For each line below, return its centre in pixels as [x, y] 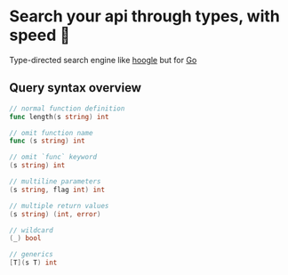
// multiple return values [59, 206]
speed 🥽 [40, 35]
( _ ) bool [25, 239]
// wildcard [31, 230]
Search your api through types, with [144, 16]
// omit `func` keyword [53, 158]
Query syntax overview [76, 88]
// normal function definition [67, 109]
